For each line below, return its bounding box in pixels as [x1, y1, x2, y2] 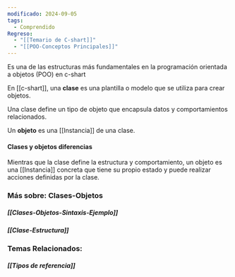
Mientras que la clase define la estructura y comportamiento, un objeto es [7, 158, 222, 167]
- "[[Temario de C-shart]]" [13, 37, 97, 44]
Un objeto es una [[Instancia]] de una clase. [7, 126, 135, 134]
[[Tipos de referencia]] [7, 261, 76, 270]
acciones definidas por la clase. [7, 173, 100, 182]
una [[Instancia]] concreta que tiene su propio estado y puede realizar [7, 165, 212, 174]
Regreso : [7, 30, 33, 37]
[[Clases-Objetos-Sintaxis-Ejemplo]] [7, 208, 119, 216]
